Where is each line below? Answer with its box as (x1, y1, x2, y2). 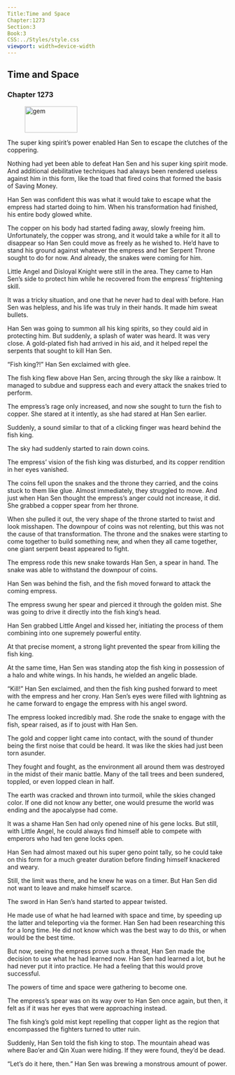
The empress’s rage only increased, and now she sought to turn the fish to (7, 402, 222, 410)
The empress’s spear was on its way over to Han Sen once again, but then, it (7, 996, 228, 1005)
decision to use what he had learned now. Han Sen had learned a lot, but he (7, 954, 226, 963)
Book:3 (7, 29, 27, 37)
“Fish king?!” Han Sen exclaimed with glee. (7, 360, 131, 368)
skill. (7, 282, 21, 290)
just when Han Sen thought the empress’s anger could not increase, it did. (7, 494, 220, 502)
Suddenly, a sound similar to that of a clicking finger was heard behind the (7, 423, 222, 431)
